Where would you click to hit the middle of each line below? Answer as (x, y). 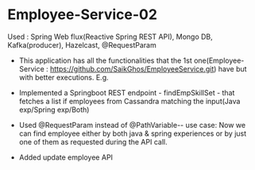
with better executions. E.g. (64, 77)
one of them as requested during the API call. (93, 141)
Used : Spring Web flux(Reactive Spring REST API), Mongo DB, (110, 37)
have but (232, 68)
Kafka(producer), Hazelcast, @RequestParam (82, 44)
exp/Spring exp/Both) (54, 110)
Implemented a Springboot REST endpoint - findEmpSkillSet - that (127, 92)
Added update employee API (66, 157)
